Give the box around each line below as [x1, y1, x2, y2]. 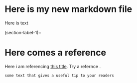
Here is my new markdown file [4, 3, 133, 15]
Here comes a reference [4, 47, 107, 58]
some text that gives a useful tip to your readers [4, 73, 114, 78]
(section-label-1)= [4, 29, 42, 35]
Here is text [4, 20, 28, 26]
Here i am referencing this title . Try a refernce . [4, 63, 101, 69]
